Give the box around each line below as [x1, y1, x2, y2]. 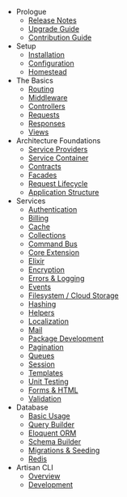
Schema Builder [28, 437, 82, 446]
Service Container [28, 153, 89, 163]
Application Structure [28, 188, 99, 197]
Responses [28, 119, 66, 128]
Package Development [28, 333, 104, 343]
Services [15, 196, 46, 206]
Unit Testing [28, 376, 69, 386]
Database [15, 402, 49, 412]
